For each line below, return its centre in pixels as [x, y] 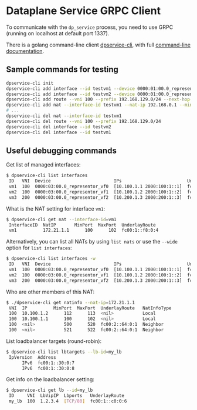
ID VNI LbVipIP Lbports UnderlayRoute [67, 396]
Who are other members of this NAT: [50, 292]
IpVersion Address [33, 357]
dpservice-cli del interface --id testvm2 [59, 127]
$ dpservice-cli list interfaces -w [51, 259]
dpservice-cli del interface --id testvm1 [59, 132]
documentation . [25, 51]
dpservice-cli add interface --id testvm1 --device [70, 89]
